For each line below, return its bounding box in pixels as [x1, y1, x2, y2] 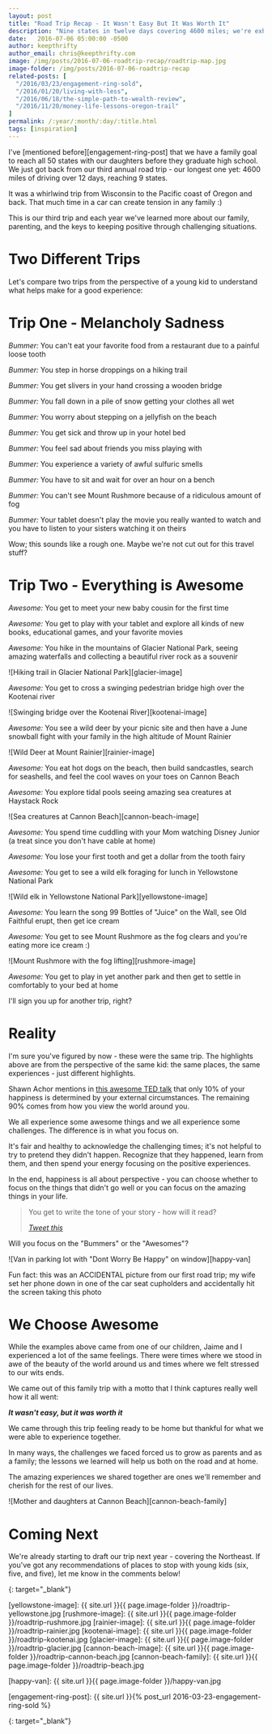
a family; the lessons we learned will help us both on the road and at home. [8, 1456, 259, 1467]
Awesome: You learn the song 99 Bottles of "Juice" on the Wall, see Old [8, 907, 247, 916]
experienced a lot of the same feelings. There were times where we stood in [8, 1351, 262, 1360]
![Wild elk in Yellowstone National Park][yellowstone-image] [8, 891, 208, 901]
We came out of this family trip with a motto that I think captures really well [8, 1383, 257, 1394]
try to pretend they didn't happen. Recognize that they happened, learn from [8, 1150, 264, 1160]
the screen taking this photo [8, 1287, 102, 1296]
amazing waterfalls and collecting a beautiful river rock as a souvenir [8, 651, 239, 661]
